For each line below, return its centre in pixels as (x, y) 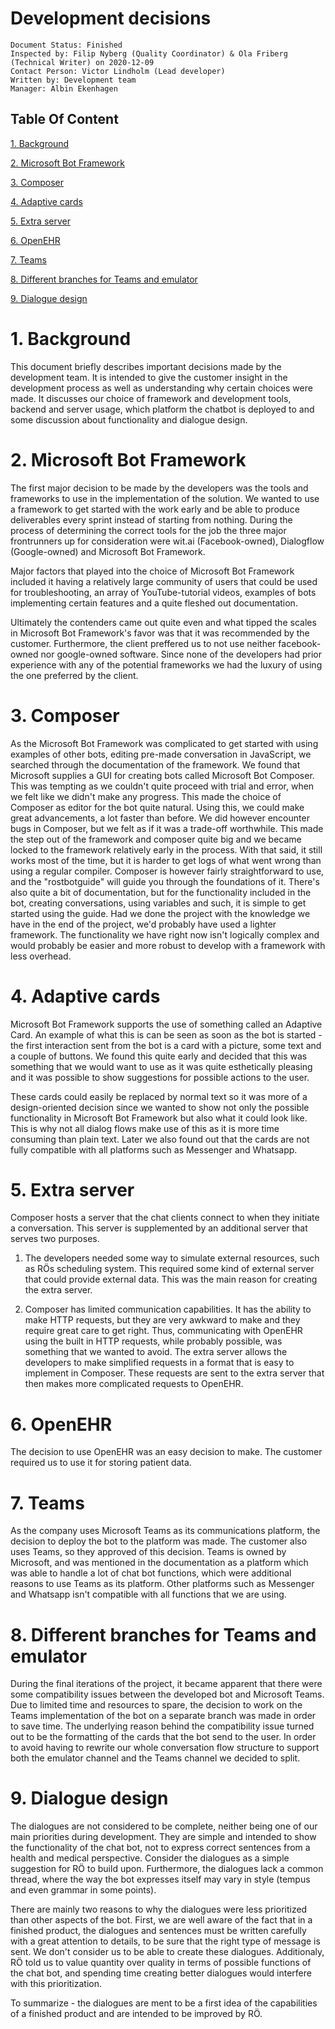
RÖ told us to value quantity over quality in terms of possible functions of (161, 1963)
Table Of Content (64, 119)
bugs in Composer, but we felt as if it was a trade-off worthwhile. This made (167, 828)
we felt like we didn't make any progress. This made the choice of (146, 796)
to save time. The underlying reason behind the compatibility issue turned (162, 1726)
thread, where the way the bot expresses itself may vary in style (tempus (160, 1879)
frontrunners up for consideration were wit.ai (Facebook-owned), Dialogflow (167, 541)
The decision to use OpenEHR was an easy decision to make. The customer (166, 1452)
